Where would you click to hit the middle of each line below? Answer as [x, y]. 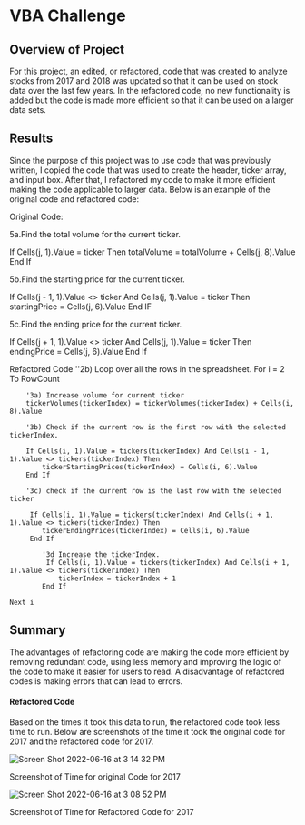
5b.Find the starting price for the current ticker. [97, 279]
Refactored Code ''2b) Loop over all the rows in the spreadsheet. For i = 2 [148, 368]
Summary [38, 630]
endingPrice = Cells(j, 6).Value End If [79, 351]
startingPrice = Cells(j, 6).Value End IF [81, 307]
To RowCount [35, 378]
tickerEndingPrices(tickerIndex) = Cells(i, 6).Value [146, 530]
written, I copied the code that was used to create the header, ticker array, [148, 170]
